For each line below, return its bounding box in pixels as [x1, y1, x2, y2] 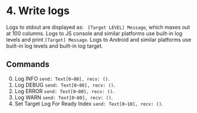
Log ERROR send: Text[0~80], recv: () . [14, 87, 114, 95]
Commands [6, 59, 50, 69]
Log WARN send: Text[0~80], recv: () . [14, 94, 113, 101]
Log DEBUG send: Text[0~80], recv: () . [14, 81, 116, 88]
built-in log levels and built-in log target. [6, 42, 103, 49]
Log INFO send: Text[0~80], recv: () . [14, 75, 110, 82]
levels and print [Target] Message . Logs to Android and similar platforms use [6, 36, 192, 43]
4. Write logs [6, 4, 70, 18]
